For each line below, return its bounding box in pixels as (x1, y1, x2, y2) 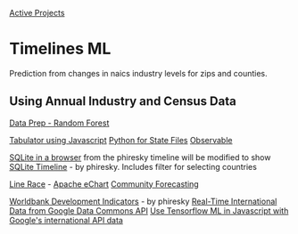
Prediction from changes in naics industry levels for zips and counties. (9, 68, 268, 78)
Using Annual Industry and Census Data (9, 93, 236, 109)
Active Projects (9, 8, 65, 18)
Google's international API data (9, 214, 123, 225)
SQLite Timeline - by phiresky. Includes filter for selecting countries (9, 161, 257, 172)
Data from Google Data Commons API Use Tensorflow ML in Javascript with (9, 205, 289, 216)
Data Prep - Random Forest (9, 117, 110, 128)
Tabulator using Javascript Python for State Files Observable (9, 134, 233, 145)
